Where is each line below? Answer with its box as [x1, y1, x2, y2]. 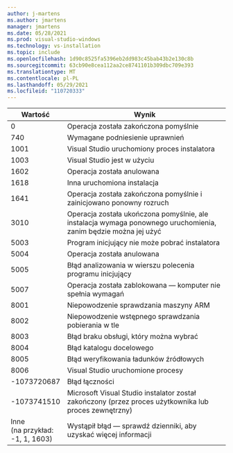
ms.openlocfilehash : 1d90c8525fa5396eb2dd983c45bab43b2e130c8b [7, 56, 194, 63]
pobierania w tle [67, 320, 119, 330]
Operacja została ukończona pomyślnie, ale [67, 209, 209, 219]
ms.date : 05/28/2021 [7, 29, 67, 37]
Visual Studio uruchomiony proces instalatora [67, 144, 215, 154]
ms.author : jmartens [7, 17, 67, 24]
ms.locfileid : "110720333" [7, 88, 85, 94]
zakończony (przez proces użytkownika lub [67, 397, 209, 406]
